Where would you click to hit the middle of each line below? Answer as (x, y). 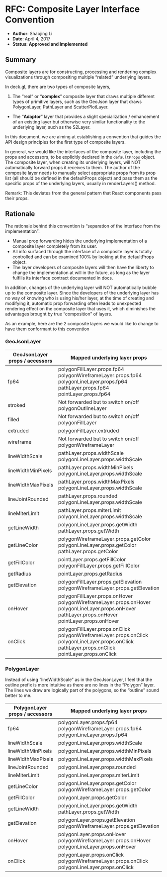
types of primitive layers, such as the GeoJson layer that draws (77, 101)
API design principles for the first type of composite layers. (65, 142)
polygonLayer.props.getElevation (97, 820)
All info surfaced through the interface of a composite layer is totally (82, 251)
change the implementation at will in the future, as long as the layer (81, 273)
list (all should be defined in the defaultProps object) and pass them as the (81, 178)
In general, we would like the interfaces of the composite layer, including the (83, 151)
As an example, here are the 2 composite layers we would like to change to (82, 323)
